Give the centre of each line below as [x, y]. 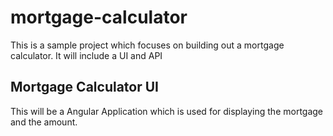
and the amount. [44, 122]
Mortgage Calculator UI [84, 87]
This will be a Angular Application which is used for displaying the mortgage [167, 111]
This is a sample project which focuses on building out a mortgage [147, 45]
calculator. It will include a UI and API [86, 55]
